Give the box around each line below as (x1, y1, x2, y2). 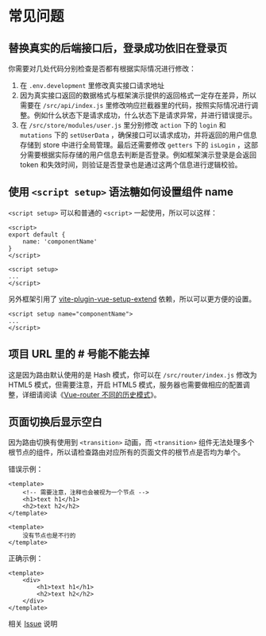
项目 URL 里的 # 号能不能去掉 (8, 347, 150, 361)
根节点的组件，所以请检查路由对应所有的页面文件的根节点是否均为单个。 (8, 447, 245, 457)
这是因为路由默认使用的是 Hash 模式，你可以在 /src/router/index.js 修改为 (8, 370, 257, 379)
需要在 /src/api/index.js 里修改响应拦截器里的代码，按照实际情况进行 (19, 101, 252, 109)
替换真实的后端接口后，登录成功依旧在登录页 (8, 41, 228, 55)
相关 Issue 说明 (8, 619, 58, 629)
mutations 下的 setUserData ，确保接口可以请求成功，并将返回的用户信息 (19, 130, 257, 140)
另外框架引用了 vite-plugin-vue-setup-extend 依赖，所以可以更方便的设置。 (8, 294, 256, 304)
